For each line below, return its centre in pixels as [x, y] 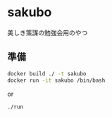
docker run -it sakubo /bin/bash [56, 80]
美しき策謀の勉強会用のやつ [48, 32]
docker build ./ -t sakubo [47, 74]
